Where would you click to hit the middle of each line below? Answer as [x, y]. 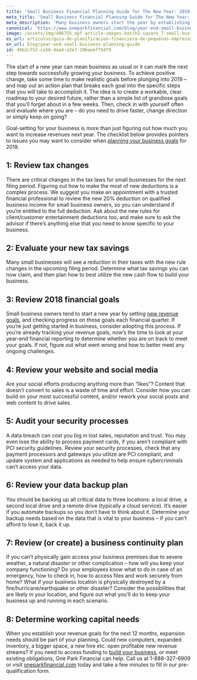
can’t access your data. [34, 466]
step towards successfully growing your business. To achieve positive [91, 73]
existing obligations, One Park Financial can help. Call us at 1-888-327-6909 [98, 659]
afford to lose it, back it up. [39, 524]
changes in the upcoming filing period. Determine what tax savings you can [97, 268]
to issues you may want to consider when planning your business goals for [96, 140]
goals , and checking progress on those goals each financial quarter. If [91, 320]
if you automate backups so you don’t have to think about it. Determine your [98, 512]
